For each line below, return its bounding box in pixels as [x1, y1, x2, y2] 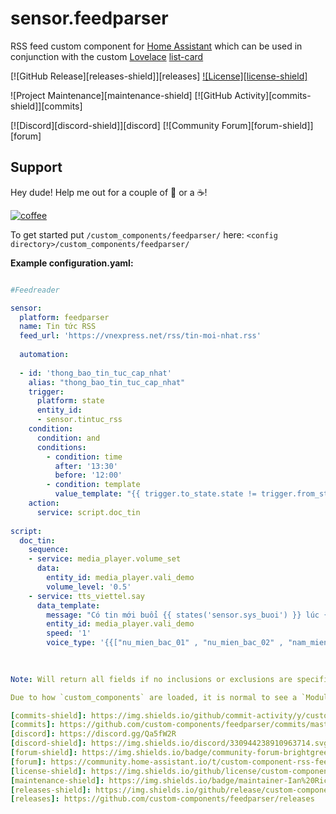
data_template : [36, 600, 101, 611]
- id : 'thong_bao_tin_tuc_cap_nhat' [19, 368, 172, 378]
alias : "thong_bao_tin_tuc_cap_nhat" [28, 377, 186, 387]
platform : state [36, 396, 105, 406]
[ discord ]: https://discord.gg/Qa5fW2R [10, 729, 177, 739]
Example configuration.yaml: [10, 257, 134, 269]
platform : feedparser [19, 312, 110, 322]
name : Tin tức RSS [19, 322, 97, 332]
